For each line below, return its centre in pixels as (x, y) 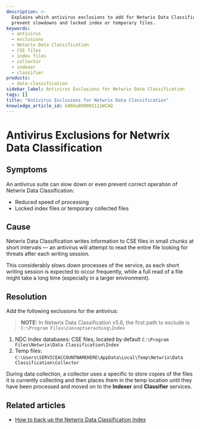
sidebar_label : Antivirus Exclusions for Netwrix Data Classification (96, 89)
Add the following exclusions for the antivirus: (62, 311)
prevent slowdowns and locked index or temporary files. (84, 23)
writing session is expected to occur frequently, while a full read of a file (95, 272)
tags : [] (17, 95)
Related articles (36, 405)
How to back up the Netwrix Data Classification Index (80, 419)
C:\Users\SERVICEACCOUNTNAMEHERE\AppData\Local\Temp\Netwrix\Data (99, 358)
